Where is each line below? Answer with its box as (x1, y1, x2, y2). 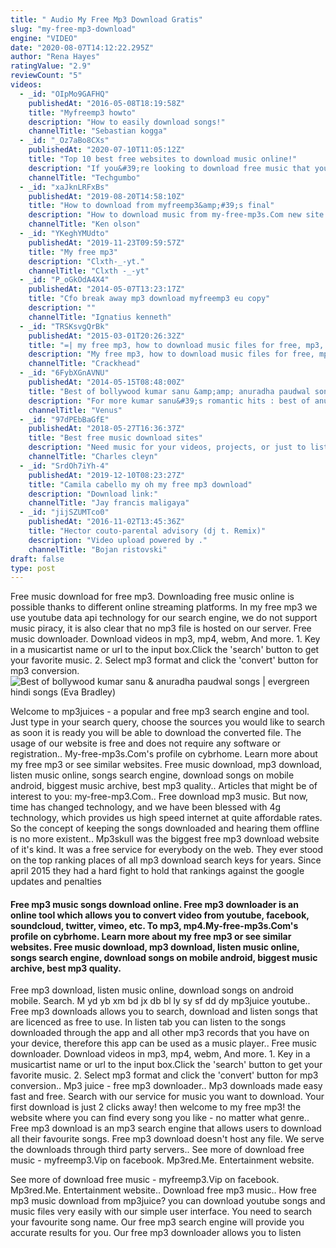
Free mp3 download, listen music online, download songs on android (10, 984, 294, 996)
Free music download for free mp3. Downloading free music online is (10, 591, 295, 603)
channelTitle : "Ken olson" (28, 219, 141, 230)
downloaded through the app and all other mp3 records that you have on (10, 1027, 310, 1039)
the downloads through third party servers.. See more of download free (10, 1144, 305, 1156)
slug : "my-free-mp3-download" (10, 24, 137, 34)
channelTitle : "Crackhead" (28, 359, 141, 369)
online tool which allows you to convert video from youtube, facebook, (10, 909, 310, 921)
